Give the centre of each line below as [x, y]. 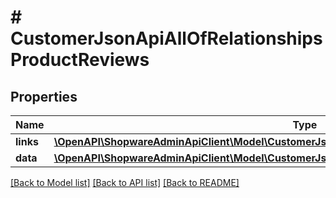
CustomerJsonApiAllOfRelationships [166, 38]
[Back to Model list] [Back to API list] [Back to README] [125, 182]
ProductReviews [80, 60]
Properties [44, 96]
